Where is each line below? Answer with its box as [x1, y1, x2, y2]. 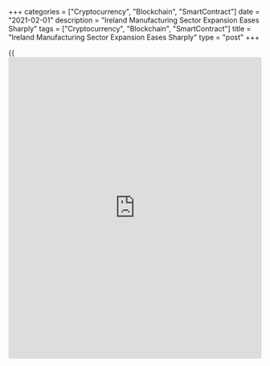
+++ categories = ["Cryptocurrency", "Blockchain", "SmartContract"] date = [8, 7, 260, 16]
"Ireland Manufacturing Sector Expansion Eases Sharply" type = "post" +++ [8, 32, 260, 42]
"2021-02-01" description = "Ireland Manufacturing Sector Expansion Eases [8, 15, 260, 25]
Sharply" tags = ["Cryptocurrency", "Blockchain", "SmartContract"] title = [8, 24, 252, 33]
